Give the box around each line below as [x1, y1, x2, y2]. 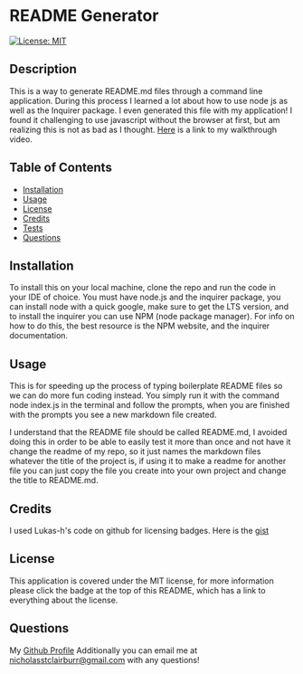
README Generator [9, 5, 159, 26]
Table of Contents [9, 160, 113, 176]
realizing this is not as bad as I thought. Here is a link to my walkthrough [9, 124, 278, 135]
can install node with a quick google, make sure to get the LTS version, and [9, 301, 289, 312]
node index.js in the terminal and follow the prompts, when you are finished [9, 400, 290, 411]
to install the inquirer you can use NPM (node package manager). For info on [9, 311, 295, 322]
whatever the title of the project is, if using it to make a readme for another [9, 456, 287, 467]
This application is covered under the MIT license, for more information [9, 575, 274, 586]
